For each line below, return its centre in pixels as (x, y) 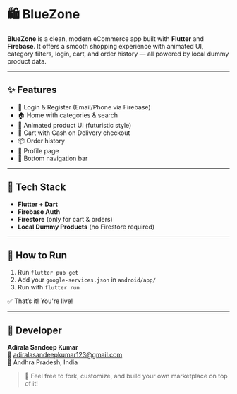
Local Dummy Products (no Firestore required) (86, 227)
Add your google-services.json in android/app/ (87, 280)
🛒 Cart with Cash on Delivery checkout (74, 133)
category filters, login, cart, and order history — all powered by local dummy (118, 54)
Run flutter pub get (48, 273)
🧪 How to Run (37, 255)
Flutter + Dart (38, 204)
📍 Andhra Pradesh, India (43, 362)
